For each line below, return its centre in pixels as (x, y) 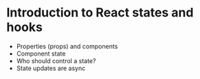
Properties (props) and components (67, 46)
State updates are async (51, 68)
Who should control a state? (56, 60)
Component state (41, 54)
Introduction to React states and (100, 13)
